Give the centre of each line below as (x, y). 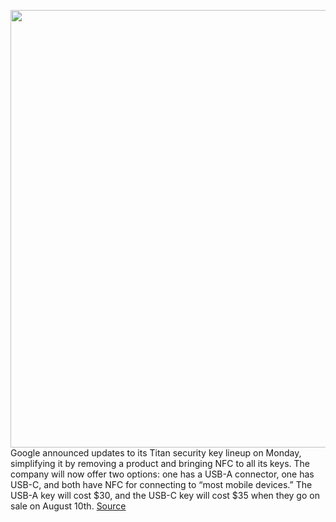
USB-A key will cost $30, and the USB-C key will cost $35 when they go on (165, 495)
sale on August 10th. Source (68, 506)
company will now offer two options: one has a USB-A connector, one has (162, 474)
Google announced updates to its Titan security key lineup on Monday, (156, 453)
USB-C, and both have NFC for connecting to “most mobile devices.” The (161, 484)
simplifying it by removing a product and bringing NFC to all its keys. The (160, 463)
